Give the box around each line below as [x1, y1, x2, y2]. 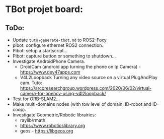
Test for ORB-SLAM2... [12, 96, 60, 102]
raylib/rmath [20, 117, 46, 123]
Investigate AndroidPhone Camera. [12, 58, 86, 64]
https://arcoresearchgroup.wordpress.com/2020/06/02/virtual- [20, 85, 152, 91]
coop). [12, 107, 27, 112]
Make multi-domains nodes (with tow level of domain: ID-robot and [12, 101, 152, 107]
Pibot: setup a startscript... [12, 48, 68, 53]
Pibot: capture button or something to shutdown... [12, 53, 116, 59]
